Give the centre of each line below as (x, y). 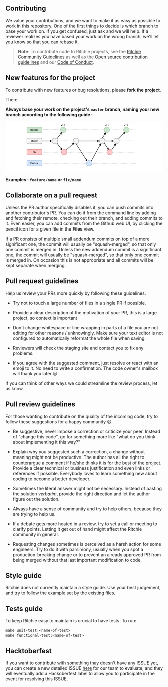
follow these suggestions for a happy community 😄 (58, 422)
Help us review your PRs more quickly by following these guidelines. (76, 293)
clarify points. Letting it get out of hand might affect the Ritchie (77, 529)
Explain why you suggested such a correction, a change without (79, 452)
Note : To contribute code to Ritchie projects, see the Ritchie (79, 51)
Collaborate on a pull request (51, 196)
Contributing (26, 8)
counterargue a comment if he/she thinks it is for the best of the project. (87, 463)
